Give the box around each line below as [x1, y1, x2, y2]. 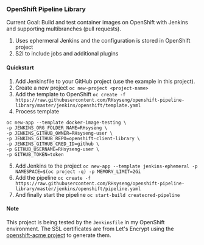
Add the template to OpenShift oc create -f [15, 90, 126, 98]
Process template [15, 107, 60, 115]
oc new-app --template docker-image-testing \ [6, 119, 127, 126]
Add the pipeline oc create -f [15, 174, 91, 181]
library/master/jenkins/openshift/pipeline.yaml [15, 185, 141, 192]
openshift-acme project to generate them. [6, 231, 111, 239]
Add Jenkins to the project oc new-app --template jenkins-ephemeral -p [15, 162, 198, 169]
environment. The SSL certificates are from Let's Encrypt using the [6, 225, 174, 232]
